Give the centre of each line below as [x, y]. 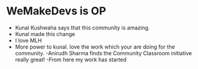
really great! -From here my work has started [71, 59]
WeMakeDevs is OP [56, 11]
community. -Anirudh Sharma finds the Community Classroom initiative [103, 53]
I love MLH [28, 40]
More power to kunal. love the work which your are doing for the [95, 47]
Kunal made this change [45, 34]
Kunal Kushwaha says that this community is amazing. [82, 28]
